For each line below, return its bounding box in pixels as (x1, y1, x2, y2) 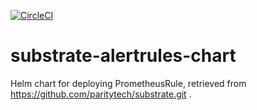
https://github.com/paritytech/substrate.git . (10, 88, 192, 100)
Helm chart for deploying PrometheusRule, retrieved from (10, 77, 247, 89)
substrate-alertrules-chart (10, 45, 237, 67)
